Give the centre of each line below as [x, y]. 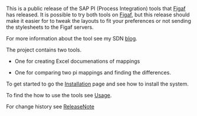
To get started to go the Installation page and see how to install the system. [97, 84]
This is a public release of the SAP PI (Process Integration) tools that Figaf [96, 8]
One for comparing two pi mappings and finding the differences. [93, 72]
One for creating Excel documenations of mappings [77, 61]
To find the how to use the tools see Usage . [59, 95]
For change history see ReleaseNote [50, 107]
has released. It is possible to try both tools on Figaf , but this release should [98, 15]
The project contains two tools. [44, 50]
